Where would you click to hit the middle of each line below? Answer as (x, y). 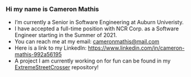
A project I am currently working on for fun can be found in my (92, 61)
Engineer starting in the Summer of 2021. (66, 35)
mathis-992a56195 (38, 55)
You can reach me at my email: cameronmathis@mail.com (87, 42)
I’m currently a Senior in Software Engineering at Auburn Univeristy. (99, 22)
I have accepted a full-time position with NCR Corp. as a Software (97, 28)
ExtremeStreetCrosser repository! (56, 67)
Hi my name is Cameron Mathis (52, 9)
